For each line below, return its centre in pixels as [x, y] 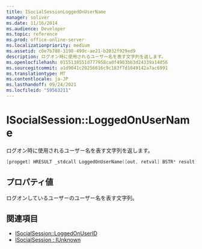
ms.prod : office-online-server [45, 40]
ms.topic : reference [32, 34]
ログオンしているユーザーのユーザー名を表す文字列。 [72, 198]
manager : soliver [28, 17]
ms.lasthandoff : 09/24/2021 [41, 85]
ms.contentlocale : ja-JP [37, 79]
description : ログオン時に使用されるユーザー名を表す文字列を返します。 [86, 57]
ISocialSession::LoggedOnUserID [56, 233]
